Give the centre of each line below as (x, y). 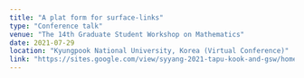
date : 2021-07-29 (42, 43)
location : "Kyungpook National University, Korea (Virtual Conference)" (149, 51)
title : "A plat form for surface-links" (87, 17)
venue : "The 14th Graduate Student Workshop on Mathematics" (127, 34)
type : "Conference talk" (56, 26)
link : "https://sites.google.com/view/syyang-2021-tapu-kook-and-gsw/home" (155, 59)
